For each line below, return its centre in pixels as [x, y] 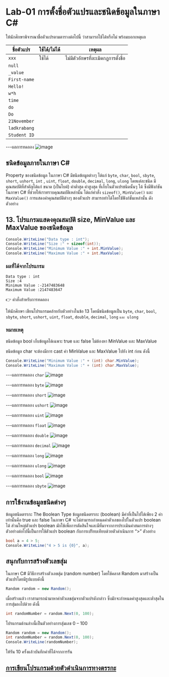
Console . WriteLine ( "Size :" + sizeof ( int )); [53, 244]
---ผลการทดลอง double [27, 435]
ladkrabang [21, 128]
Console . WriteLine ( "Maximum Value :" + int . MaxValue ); [65, 253]
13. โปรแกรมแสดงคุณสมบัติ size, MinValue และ [70, 220]
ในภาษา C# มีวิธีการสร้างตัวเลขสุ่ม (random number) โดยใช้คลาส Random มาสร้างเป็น [82, 573]
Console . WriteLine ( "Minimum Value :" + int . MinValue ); [65, 249]
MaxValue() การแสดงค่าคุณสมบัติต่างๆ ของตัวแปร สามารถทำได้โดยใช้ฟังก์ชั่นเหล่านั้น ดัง [79, 198]
